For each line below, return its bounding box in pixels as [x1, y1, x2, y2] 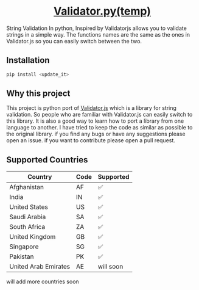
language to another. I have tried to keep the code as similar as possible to [6, 124, 193, 131]
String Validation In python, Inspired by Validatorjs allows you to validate [6, 24, 187, 32]
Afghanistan [9, 183, 44, 192]
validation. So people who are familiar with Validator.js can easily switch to [6, 111, 193, 118]
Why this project [6, 89, 71, 99]
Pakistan [9, 252, 35, 261]
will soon [97, 263, 124, 271]
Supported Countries [6, 154, 88, 165]
